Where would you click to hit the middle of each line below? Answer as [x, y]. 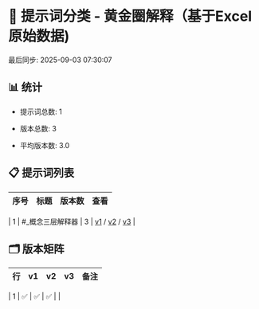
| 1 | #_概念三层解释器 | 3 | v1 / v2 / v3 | [72, 221]
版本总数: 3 [38, 128]
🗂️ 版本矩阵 [37, 249]
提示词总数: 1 [41, 111]
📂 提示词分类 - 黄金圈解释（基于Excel [130, 16]
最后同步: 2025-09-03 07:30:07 [61, 60]
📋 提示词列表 [41, 173]
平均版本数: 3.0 [45, 145]
